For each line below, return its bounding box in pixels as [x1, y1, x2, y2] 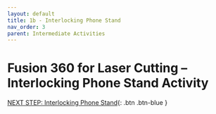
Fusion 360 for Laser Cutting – [7, 61, 188, 76]
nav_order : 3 [7, 23, 46, 30]
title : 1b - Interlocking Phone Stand [7, 17, 121, 24]
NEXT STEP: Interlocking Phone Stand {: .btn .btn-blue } [7, 99, 167, 107]
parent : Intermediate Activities [7, 30, 106, 37]
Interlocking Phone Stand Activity [7, 75, 209, 91]
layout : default [7, 10, 55, 18]
